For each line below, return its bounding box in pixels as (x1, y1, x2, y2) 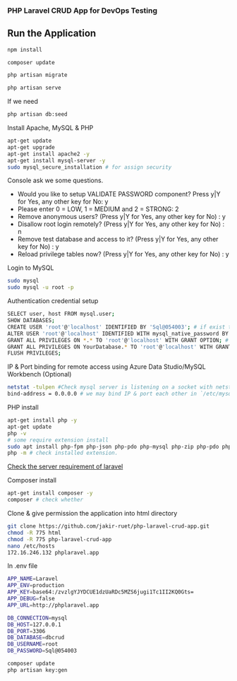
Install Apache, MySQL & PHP (7, 124, 94, 132)
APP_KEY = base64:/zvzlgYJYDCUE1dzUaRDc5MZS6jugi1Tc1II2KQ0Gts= (7, 588, 194, 596)
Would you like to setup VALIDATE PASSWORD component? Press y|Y (17, 190, 221, 199)
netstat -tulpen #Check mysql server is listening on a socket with (7, 384, 213, 391)
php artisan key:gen (7, 666, 68, 673)
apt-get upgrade (7, 143, 55, 150)
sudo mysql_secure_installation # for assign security (7, 163, 172, 171)
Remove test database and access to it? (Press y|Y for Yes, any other (17, 235, 219, 244)
